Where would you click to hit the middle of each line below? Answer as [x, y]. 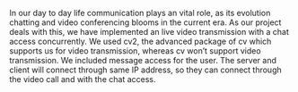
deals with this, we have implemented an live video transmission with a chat [149, 32]
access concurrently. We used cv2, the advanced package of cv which [140, 41]
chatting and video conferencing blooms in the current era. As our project [145, 22]
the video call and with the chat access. [83, 79]
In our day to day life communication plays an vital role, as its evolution [140, 13]
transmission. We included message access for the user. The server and [143, 60]
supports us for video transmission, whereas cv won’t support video [136, 51]
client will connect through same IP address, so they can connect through [146, 70]
